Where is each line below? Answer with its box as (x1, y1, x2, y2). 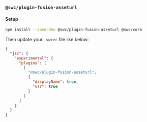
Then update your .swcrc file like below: (5, 37, 89, 42)
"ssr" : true (32, 84, 58, 89)
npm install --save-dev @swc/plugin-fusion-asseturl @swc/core (5, 27, 142, 33)
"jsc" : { (10, 51, 28, 56)
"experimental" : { (14, 55, 53, 60)
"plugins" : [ (18, 60, 47, 66)
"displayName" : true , (32, 79, 79, 84)
